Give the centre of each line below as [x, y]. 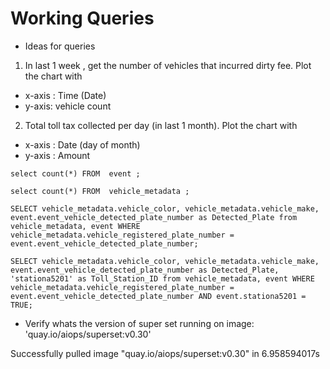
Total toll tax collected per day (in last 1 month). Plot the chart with [161, 125]
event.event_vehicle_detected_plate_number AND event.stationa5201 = [158, 296]
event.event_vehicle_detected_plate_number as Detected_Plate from [154, 217]
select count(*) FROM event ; [75, 173]
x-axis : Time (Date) [65, 95]
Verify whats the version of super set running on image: [139, 323]
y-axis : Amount [57, 155]
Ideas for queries [60, 46]
